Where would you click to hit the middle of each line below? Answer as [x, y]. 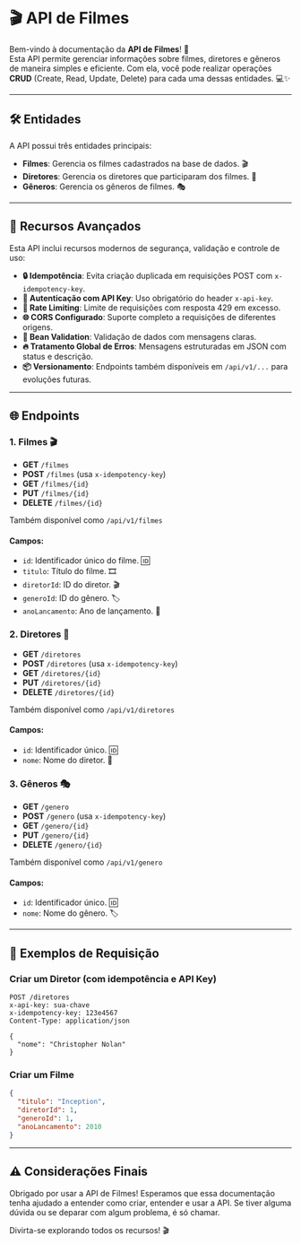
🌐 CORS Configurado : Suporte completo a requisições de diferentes [149, 317]
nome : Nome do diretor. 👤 [68, 760]
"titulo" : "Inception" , [61, 1102]
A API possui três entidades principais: [81, 145]
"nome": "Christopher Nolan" [72, 1045]
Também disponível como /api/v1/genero [86, 862]
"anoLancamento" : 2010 [60, 1127]
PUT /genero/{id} [56, 835]
